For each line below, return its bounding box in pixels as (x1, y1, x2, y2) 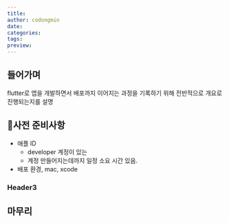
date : (7, 23, 23, 30)
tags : (7, 36, 23, 43)
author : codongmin (7, 17, 60, 23)
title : (7, 10, 26, 17)
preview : (7, 42, 32, 49)
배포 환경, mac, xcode (17, 164, 78, 173)
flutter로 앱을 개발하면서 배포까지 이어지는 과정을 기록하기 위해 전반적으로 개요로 (7, 89, 222, 97)
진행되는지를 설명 (7, 97, 54, 105)
